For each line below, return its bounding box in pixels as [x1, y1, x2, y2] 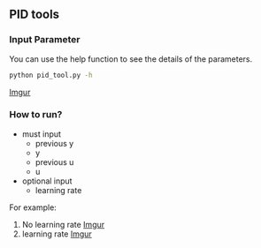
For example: [9, 202, 58, 213]
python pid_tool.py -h [9, 71, 93, 79]
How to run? [9, 109, 63, 121]
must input [21, 128, 62, 139]
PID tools [9, 7, 60, 22]
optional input [21, 176, 73, 186]
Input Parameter [9, 34, 81, 46]
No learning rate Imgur [21, 219, 105, 229]
